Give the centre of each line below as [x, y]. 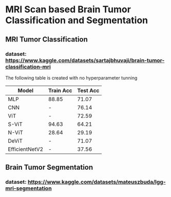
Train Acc [60, 90]
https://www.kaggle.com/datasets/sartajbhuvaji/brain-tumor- [85, 60]
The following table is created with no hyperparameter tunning [71, 77]
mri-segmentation [29, 188]
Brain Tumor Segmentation [49, 168]
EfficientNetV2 [26, 149]
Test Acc [88, 90]
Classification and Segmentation [77, 20]
